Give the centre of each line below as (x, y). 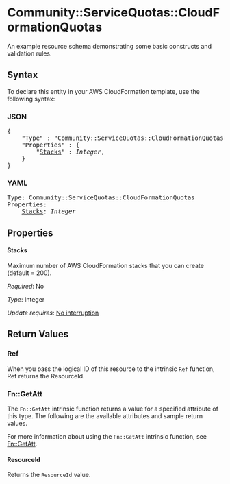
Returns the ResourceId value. (49, 475)
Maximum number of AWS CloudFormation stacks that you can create (105, 265)
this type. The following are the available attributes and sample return (105, 415)
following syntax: (31, 99)
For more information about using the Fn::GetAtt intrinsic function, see (107, 436)
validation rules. (29, 53)
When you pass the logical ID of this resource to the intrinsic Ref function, (111, 369)
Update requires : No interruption (53, 313)
